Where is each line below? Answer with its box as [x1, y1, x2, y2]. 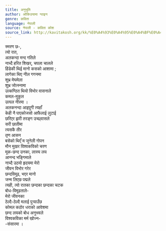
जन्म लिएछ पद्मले [5, 177, 31, 182]
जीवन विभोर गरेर [5, 165, 31, 171]
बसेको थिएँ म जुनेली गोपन [5, 138, 44, 143]
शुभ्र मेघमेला [5, 77, 23, 83]
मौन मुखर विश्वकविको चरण [5, 143, 47, 149]
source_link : [5, 30, 32, 35]
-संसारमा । [5, 221, 24, 227]
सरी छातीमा [5, 121, 23, 127]
